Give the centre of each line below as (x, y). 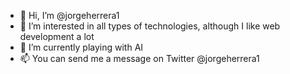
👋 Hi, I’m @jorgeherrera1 (69, 15)
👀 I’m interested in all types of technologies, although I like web (150, 26)
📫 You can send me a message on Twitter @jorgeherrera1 (139, 58)
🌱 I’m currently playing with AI (81, 47)
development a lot (57, 36)
